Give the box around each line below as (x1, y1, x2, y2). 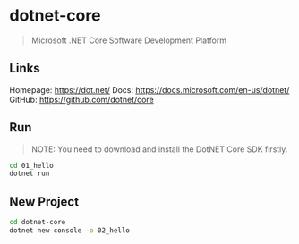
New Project (9, 194, 79, 209)
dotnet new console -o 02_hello (9, 226, 130, 235)
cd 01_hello (9, 161, 54, 170)
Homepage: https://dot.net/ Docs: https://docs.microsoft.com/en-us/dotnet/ (9, 84, 290, 95)
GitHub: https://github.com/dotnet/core (9, 94, 154, 105)
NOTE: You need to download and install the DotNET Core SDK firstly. (30, 144, 288, 155)
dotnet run (9, 169, 50, 179)
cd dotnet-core (9, 218, 66, 227)
